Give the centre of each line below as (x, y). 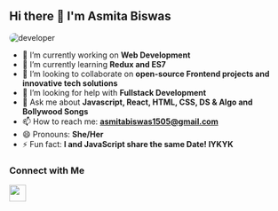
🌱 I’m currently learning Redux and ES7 (94, 64)
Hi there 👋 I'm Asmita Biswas (90, 16)
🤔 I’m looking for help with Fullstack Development (114, 92)
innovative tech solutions (70, 83)
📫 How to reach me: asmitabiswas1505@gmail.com (120, 121)
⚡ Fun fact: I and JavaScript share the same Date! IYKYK (127, 144)
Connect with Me (47, 170)
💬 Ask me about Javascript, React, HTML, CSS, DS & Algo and (137, 102)
